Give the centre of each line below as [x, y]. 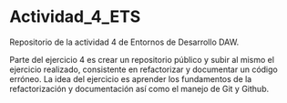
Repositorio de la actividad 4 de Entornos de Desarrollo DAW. [124, 42]
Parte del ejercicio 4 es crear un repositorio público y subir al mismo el [142, 59]
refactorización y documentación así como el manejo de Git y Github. [139, 88]
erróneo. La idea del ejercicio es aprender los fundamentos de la [131, 78]
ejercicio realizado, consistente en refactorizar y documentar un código [143, 69]
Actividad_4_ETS [75, 17]
